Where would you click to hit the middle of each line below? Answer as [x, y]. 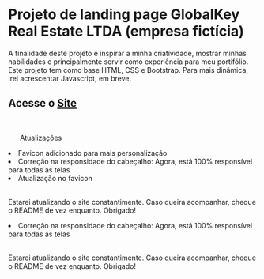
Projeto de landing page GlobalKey [124, 15]
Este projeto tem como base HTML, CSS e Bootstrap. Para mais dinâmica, [128, 70]
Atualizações [41, 138]
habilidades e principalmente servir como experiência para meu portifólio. [128, 62]
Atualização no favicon [55, 178]
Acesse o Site [43, 103]
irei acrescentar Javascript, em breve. [70, 78]
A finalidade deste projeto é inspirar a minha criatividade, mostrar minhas [127, 53]
